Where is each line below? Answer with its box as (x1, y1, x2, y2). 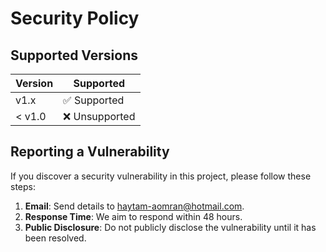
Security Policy (10, 7, 140, 30)
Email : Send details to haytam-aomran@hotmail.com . (24, 200, 245, 212)
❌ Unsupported (63, 110, 136, 123)
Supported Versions (10, 47, 138, 64)
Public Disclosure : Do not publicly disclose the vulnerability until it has (24, 221, 317, 233)
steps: (10, 180, 36, 192)
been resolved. (24, 232, 87, 244)
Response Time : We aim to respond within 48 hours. (24, 210, 243, 222)
